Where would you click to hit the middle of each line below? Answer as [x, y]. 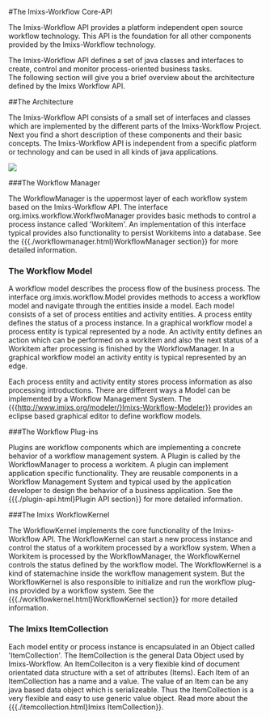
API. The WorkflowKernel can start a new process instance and [147, 539]
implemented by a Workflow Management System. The [100, 399]
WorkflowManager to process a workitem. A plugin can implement [118, 465]
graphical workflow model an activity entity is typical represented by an [127, 357]
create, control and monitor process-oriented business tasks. [110, 69]
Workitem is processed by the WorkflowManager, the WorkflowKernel [124, 556]
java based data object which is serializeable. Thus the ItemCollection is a [131, 689]
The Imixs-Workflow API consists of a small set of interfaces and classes [129, 117]
